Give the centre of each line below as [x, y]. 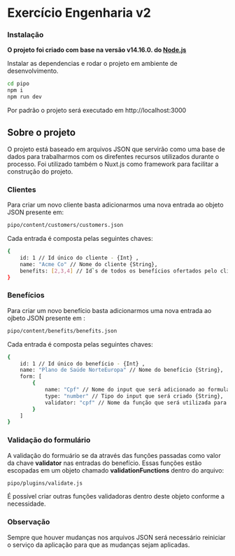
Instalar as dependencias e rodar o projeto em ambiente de [92, 64]
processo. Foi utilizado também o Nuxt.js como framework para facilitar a [113, 164]
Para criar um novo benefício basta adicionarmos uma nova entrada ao [109, 310]
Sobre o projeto [41, 132]
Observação [29, 522]
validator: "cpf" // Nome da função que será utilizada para [136, 403]
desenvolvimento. [33, 71]
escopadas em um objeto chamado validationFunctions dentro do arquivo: [116, 470]
